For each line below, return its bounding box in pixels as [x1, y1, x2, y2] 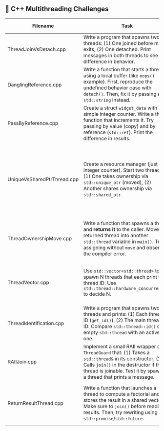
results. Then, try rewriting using [83, 409, 158, 415]
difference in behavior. [83, 58, 135, 65]
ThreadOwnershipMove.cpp [7, 235, 72, 242]
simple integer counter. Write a [83, 110, 154, 117]
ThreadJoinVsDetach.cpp [7, 46, 66, 53]
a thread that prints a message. [83, 373, 155, 380]
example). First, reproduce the [83, 78, 153, 85]
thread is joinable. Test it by [83, 367, 146, 374]
